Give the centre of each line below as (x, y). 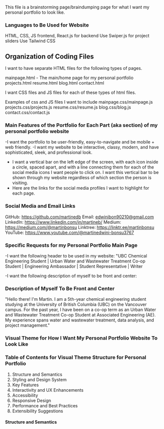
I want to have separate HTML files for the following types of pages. (74, 68)
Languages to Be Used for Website (47, 25)
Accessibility (25, 395)
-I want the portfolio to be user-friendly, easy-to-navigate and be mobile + (80, 142)
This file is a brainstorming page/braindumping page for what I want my (77, 7)
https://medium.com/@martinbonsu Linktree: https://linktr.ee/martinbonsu (80, 227)
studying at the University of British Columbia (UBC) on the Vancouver (76, 305)
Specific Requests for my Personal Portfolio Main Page (71, 245)
